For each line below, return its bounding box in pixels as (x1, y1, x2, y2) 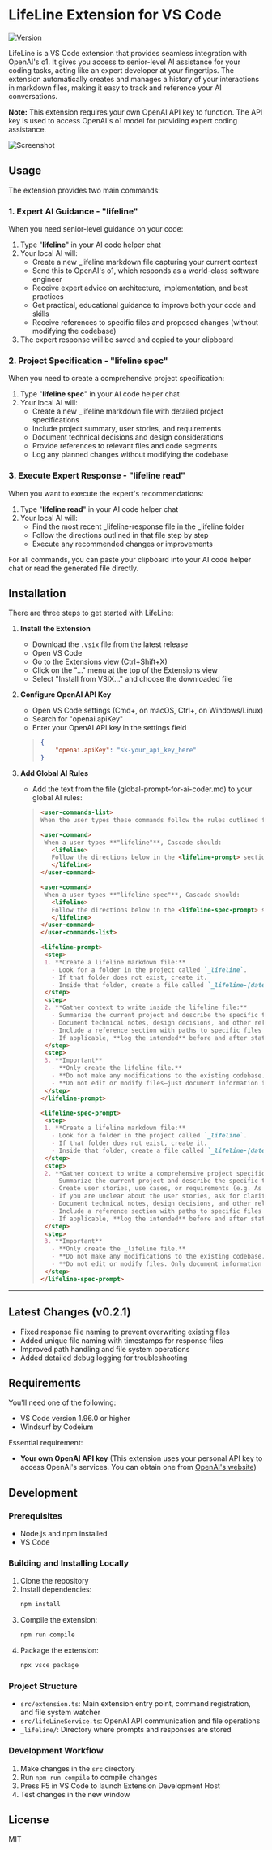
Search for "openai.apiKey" (32, 714, 124, 724)
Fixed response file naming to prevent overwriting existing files (19, 1327, 231, 1337)
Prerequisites (8, 1510, 62, 1521)
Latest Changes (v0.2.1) (8, 1306, 131, 1319)
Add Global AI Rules (19, 769, 89, 778)
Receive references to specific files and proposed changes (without (32, 318, 259, 327)
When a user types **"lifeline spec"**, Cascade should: (44, 890, 240, 899)
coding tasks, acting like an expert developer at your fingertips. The (8, 65, 235, 75)
